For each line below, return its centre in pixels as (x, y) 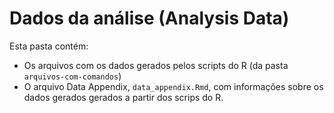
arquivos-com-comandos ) (72, 76)
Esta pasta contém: (49, 46)
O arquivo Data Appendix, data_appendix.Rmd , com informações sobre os (173, 86)
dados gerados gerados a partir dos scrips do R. (123, 97)
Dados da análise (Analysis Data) (149, 18)
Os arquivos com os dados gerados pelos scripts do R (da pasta (156, 65)
